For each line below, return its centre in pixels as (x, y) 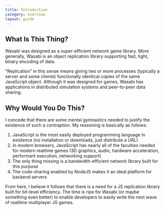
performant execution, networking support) (57, 156)
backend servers (30, 177)
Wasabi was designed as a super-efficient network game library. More (77, 51)
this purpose (25, 166)
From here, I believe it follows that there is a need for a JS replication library (82, 186)
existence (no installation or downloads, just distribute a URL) (75, 140)
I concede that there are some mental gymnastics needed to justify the (78, 120)
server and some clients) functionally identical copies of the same (73, 76)
